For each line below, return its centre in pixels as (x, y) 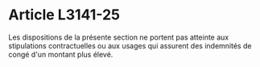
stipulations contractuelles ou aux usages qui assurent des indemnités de (130, 45)
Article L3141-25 (64, 15)
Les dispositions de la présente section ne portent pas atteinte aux (119, 37)
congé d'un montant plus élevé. (61, 54)
